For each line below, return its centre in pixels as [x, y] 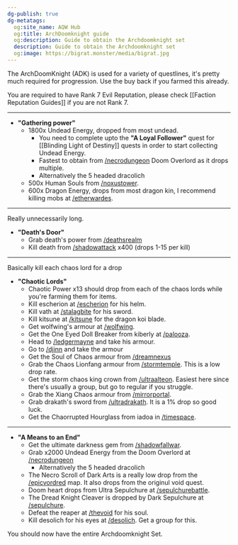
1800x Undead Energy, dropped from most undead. [103, 130]
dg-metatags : [27, 21]
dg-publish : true [33, 14]
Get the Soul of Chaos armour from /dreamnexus [100, 356]
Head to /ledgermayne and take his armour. [92, 342]
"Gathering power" [46, 123]
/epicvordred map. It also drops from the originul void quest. [116, 482]
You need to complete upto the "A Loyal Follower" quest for [126, 137]
